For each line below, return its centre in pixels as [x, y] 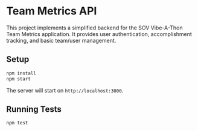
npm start [19, 79]
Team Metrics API [52, 11]
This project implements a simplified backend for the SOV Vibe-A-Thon [94, 28]
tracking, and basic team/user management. [61, 40]
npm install [21, 73]
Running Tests [34, 109]
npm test [17, 123]
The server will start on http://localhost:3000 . [65, 90]
